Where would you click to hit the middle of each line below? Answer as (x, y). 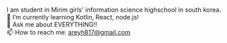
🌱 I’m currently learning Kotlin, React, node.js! (73, 17)
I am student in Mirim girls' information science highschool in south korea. (114, 10)
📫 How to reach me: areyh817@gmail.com (69, 32)
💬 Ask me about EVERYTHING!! (52, 24)
